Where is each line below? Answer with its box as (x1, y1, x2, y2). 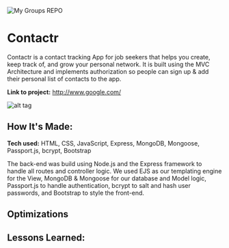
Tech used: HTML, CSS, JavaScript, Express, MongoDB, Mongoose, (7, 139, 200, 147)
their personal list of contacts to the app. (7, 74, 122, 83)
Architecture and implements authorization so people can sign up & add (7, 67, 209, 75)
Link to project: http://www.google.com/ (7, 87, 122, 96)
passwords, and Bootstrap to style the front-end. (7, 189, 145, 197)
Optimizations (7, 208, 68, 220)
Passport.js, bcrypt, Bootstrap (7, 146, 92, 154)
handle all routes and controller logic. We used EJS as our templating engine (7, 167, 222, 175)
